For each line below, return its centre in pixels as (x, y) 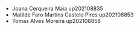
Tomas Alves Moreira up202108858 (56, 21)
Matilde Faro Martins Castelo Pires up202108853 (73, 15)
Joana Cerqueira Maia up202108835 (58, 9)
